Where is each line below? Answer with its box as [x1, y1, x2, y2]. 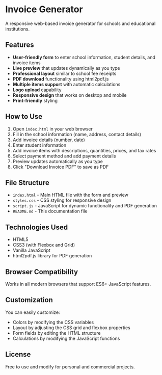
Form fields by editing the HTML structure [12, 330, 101, 336]
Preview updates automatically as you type [12, 158, 103, 164]
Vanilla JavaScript [12, 247, 51, 253]
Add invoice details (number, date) [12, 137, 85, 143]
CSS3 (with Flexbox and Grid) [12, 242, 75, 248]
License [5, 350, 31, 359]
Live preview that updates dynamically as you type [12, 65, 121, 71]
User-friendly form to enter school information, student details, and [12, 54, 155, 60]
